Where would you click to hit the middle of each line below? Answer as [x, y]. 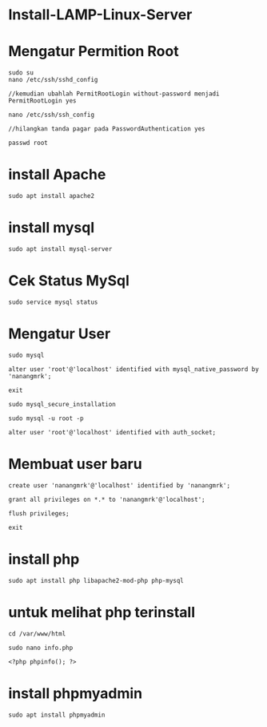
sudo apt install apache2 [51, 196]
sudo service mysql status [53, 302]
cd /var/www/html [37, 634]
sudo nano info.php [41, 648]
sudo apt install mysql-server [60, 249]
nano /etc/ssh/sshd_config [53, 80]
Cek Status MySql [69, 281]
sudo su [21, 73]
